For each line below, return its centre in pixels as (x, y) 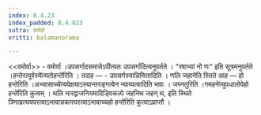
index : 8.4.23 (32, 15)
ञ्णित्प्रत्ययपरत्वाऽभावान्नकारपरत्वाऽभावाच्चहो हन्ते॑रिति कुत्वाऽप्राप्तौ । (90, 102)
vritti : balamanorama (44, 37)
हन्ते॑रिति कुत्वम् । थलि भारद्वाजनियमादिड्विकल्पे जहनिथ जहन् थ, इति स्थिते (100, 93)
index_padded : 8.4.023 (45, 23)
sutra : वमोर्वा (26, 30)
